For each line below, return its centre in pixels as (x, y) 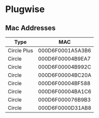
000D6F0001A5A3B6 (64, 50)
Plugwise (25, 9)
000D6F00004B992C (64, 67)
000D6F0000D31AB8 (65, 108)
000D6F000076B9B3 (64, 100)
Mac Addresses (31, 28)
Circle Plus (20, 50)
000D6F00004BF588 (64, 83)
